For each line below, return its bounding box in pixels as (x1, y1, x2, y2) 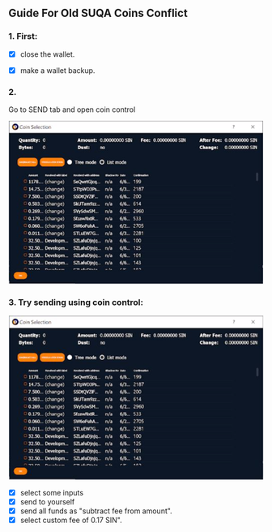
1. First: (8, 31, 38, 42)
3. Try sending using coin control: (8, 296, 144, 307)
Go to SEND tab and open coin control (8, 105, 136, 114)
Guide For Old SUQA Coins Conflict (8, 6, 188, 20)
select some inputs (19, 487, 83, 497)
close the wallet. (19, 49, 75, 59)
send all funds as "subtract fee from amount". (19, 506, 172, 516)
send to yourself (19, 497, 75, 507)
